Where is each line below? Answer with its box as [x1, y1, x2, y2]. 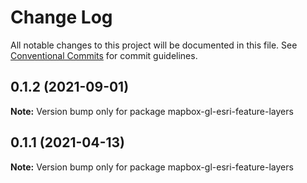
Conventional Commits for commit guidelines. [10, 49, 198, 61]
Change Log [10, 6, 113, 29]
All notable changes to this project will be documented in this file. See [10, 39, 298, 51]
